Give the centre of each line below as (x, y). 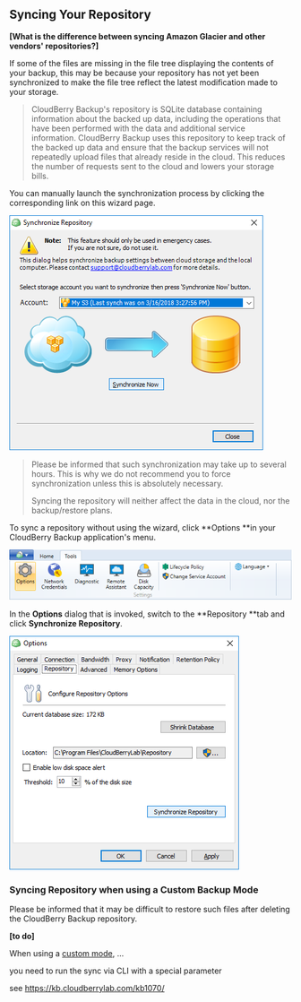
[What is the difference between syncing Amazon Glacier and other (138, 36)
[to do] (22, 936)
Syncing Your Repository (80, 15)
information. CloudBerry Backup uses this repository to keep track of (159, 137)
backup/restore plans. (72, 510)
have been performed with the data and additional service (138, 128)
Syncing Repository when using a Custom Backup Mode (134, 889)
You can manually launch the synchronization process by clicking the (137, 193)
